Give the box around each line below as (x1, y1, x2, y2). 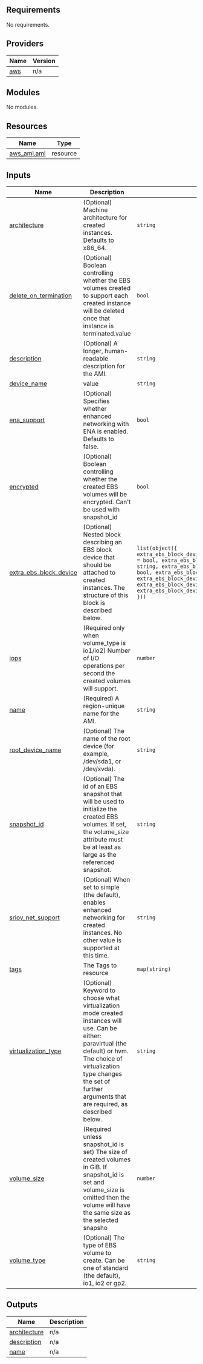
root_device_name (9, 746, 62, 754)
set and (83, 1178, 105, 1187)
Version (32, 56, 56, 65)
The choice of (83, 1055, 123, 1063)
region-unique (83, 702, 125, 711)
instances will (83, 1016, 122, 1025)
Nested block (83, 530, 121, 539)
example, (83, 749, 109, 758)
